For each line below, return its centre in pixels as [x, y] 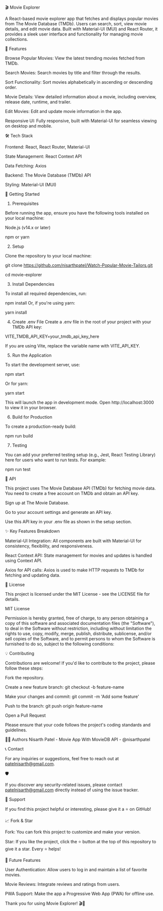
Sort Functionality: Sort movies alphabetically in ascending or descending [79, 82]
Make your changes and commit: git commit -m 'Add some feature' [72, 696]
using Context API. [24, 561]
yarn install [16, 312]
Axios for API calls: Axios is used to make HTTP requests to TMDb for [75, 570]
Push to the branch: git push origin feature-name [54, 706]
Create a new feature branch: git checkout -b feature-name [64, 687]
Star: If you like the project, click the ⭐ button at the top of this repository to [81, 842]
